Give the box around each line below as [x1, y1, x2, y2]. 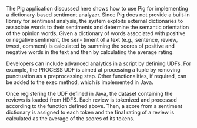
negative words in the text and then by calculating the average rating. [6, 49, 175, 55]
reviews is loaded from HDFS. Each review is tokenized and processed [6, 96, 178, 103]
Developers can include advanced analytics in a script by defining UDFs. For [6, 60, 192, 67]
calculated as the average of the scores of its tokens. [6, 115, 135, 122]
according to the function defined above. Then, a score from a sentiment [6, 103, 182, 109]
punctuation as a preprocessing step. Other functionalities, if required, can [6, 73, 187, 79]
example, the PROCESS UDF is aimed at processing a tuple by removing [6, 66, 181, 73]
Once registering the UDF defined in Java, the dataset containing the [6, 90, 173, 97]
